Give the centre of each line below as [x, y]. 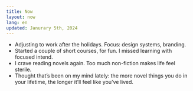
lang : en [17, 22]
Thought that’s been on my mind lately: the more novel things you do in [101, 76]
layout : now [21, 17]
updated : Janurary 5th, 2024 [42, 28]
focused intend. [34, 57]
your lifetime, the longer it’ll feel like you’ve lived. [74, 82]
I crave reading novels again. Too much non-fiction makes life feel [95, 63]
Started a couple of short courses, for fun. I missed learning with [93, 51]
